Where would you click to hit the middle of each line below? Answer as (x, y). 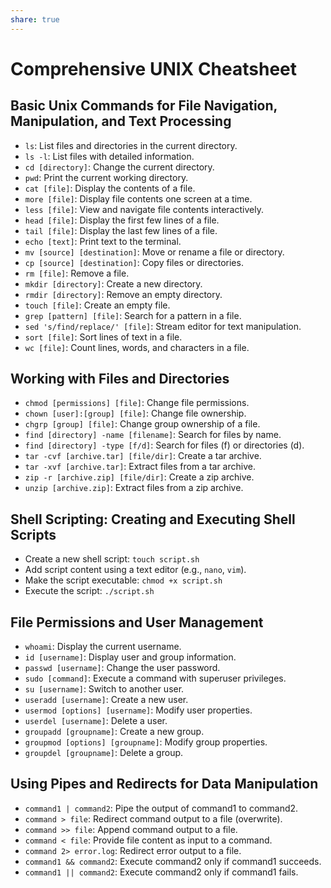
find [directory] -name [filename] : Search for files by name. (153, 435)
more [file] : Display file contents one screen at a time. (138, 198)
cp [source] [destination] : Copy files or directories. (134, 262)
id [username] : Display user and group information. (130, 657)
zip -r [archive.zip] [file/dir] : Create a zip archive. (139, 477)
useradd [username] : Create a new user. (106, 700)
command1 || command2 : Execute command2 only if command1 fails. (161, 872)
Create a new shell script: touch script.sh (112, 559)
